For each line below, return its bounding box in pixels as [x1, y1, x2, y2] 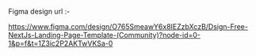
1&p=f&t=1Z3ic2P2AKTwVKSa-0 [8, 39, 113, 48]
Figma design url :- [8, 7, 71, 16]
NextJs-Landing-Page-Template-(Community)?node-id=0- [8, 31, 201, 39]
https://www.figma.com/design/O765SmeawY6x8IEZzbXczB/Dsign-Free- [8, 22, 248, 31]
